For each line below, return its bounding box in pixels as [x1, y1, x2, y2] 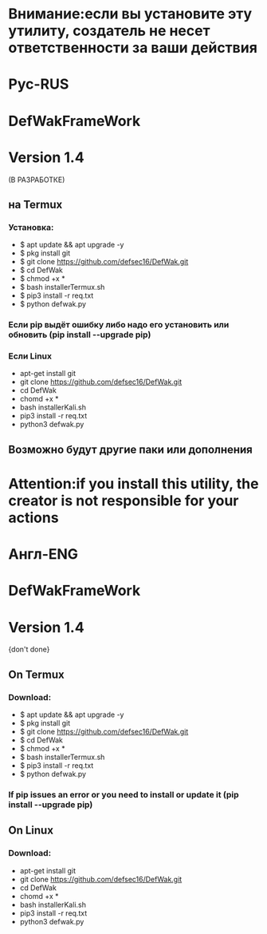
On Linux [8, 824, 54, 837]
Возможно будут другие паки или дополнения [8, 442, 253, 456]
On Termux [8, 667, 65, 681]
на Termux [8, 197, 63, 212]
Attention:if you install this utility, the [8, 474, 259, 493]
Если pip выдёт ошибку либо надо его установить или [8, 319, 230, 330]
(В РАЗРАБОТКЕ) [8, 175, 65, 184]
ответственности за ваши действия [8, 39, 257, 57]
